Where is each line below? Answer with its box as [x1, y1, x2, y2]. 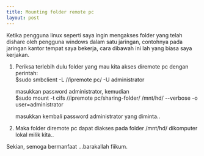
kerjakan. [6, 51, 30, 58]
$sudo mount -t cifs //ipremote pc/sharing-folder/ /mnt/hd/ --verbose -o [15, 94, 198, 102]
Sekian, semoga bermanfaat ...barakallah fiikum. [6, 143, 128, 150]
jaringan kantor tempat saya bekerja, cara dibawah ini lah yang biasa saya [6, 44, 192, 52]
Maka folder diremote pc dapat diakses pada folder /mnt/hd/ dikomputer [15, 124, 198, 132]
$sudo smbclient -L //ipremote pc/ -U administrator [15, 76, 145, 83]
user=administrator [15, 100, 64, 108]
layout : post [6, 15, 40, 21]
